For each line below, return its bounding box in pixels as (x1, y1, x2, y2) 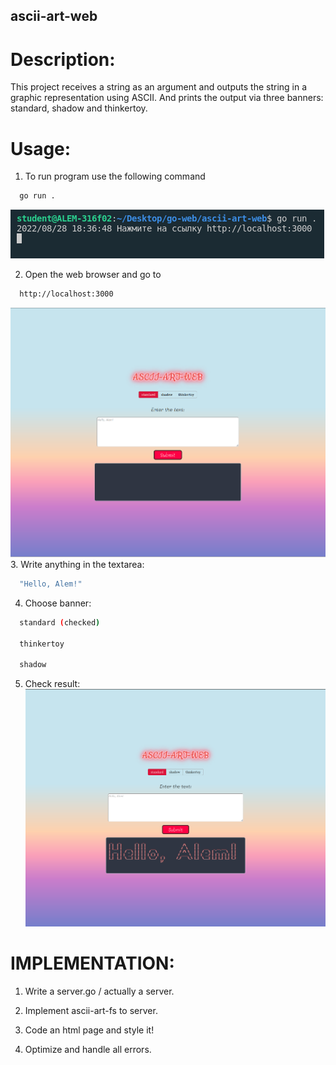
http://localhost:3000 (19, 289, 114, 299)
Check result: (24, 678, 81, 690)
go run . (19, 191, 56, 201)
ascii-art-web (10, 8, 98, 25)
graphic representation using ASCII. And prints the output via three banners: (10, 92, 324, 104)
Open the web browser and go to (24, 269, 162, 281)
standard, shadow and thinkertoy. (10, 102, 148, 114)
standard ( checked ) (19, 617, 101, 628)
